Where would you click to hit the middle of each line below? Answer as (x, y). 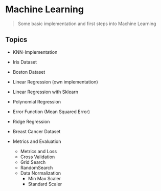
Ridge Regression (31, 121)
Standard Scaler (45, 184)
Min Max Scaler (44, 178)
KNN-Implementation (35, 52)
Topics (16, 40)
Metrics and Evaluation (37, 141)
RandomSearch (37, 167)
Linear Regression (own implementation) (55, 82)
